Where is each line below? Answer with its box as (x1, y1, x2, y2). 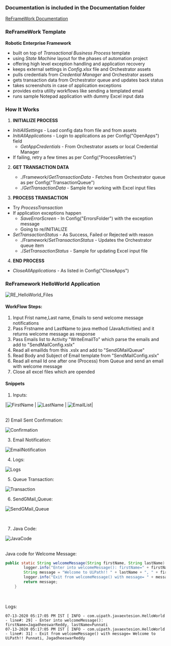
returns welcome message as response (12, 331, 96, 337)
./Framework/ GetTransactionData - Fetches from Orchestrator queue (20, 174, 165, 180)
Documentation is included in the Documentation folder (5, 4, 146, 11)
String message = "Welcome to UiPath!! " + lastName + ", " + (23, 570, 158, 575)
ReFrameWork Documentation (5, 16, 68, 22)
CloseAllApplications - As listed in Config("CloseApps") (12, 267, 129, 273)
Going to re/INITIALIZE (20, 226, 68, 232)
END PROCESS (12, 258, 45, 264)
